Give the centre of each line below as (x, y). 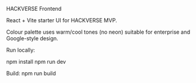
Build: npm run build (31, 73)
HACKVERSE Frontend (34, 9)
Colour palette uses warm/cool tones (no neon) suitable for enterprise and (98, 32)
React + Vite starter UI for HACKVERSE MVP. (62, 20)
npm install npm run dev (36, 62)
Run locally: (21, 50)
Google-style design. (32, 38)
